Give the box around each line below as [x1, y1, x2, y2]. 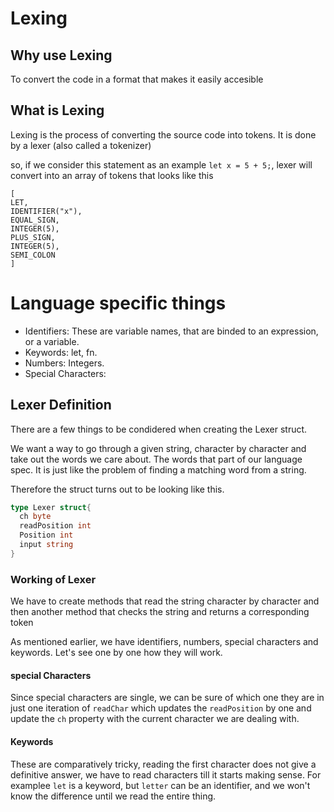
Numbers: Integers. [24, 357, 105, 369]
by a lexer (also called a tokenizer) [10, 139, 152, 151]
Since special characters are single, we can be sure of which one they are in [10, 692, 325, 704]
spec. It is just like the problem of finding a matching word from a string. [10, 463, 307, 476]
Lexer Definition [10, 397, 112, 414]
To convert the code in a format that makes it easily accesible [10, 73, 264, 85]
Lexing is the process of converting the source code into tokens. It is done [10, 128, 317, 141]
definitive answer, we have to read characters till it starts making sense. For [10, 768, 322, 781]
